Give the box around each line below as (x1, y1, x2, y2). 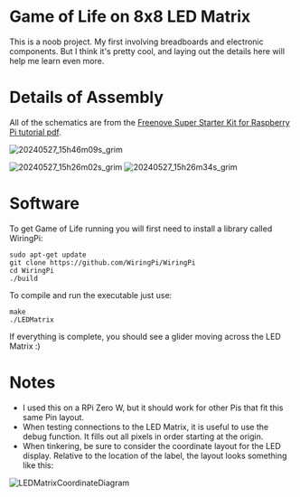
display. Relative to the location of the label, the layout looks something (22, 450, 287, 461)
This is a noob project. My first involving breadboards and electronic (9, 36, 264, 47)
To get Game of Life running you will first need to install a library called (9, 223, 273, 234)
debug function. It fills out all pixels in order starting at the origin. (22, 431, 264, 442)
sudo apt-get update (9, 250, 88, 259)
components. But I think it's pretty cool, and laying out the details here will (9, 45, 286, 56)
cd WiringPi (9, 266, 54, 275)
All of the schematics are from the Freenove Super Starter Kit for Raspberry (9, 117, 291, 127)
